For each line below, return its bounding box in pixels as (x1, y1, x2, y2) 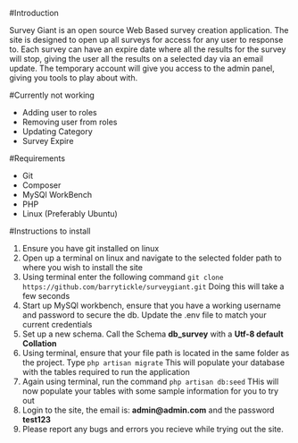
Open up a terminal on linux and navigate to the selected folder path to (21, 252, 283, 263)
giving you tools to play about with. (9, 72, 138, 83)
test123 (21, 414, 51, 424)
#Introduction (9, 8, 60, 18)
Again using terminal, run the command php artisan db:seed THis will (21, 376, 279, 387)
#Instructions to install (9, 226, 91, 236)
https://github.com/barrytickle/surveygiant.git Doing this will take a (21, 281, 285, 292)
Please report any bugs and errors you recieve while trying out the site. (21, 424, 284, 434)
